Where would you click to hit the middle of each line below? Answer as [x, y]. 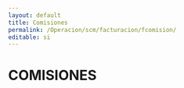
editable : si [29, 37]
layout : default [34, 15]
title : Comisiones [38, 23]
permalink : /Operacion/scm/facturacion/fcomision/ [92, 30]
